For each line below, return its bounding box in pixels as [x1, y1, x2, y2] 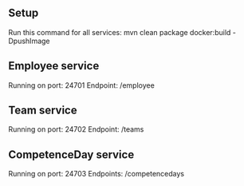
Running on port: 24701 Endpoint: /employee [8, 80, 155, 90]
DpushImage [8, 36, 50, 46]
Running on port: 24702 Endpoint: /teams [8, 125, 144, 134]
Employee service [8, 59, 100, 73]
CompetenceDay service [8, 148, 135, 161]
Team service [8, 104, 77, 117]
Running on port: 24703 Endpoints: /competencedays [8, 169, 185, 179]
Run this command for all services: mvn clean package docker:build [8, 27, 231, 37]
